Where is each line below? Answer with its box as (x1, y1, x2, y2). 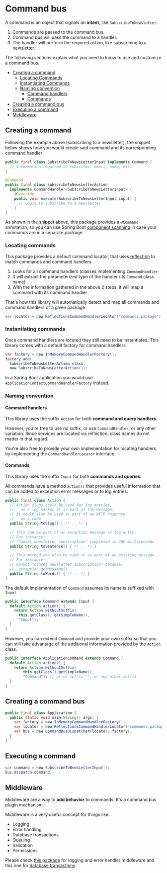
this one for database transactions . (5, 863, 77, 869)
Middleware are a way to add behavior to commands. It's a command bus (5, 796, 157, 803)
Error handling (12, 826, 42, 833)
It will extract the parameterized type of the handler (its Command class (12, 273, 154, 279)
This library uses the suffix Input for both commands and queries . (5, 473, 142, 479)
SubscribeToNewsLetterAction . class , (9, 361, 85, 366)
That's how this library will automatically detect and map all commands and (5, 299, 160, 305)
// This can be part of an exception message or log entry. (9, 530, 137, 535)
